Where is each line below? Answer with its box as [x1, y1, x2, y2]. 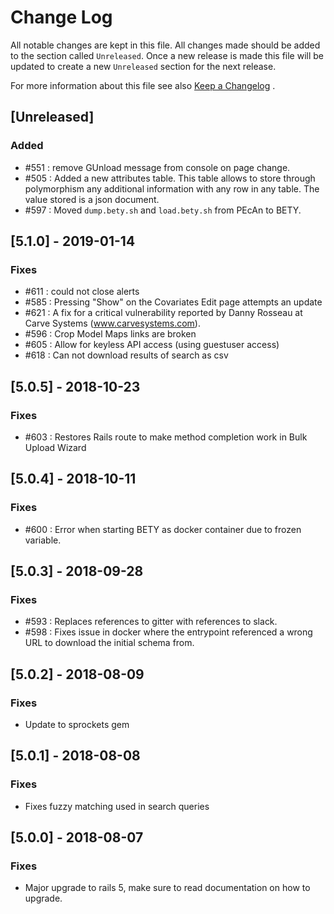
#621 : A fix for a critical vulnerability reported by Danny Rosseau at [24, 307, 303, 319]
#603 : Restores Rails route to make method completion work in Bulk [24, 431, 308, 443]
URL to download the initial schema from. [24, 637, 195, 649]
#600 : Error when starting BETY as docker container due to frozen [24, 523, 302, 535]
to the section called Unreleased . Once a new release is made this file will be [10, 49, 325, 61]
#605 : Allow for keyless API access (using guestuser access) [24, 339, 280, 351]
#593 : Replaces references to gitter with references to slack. [24, 616, 278, 628]
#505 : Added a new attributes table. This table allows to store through [24, 172, 316, 184]
